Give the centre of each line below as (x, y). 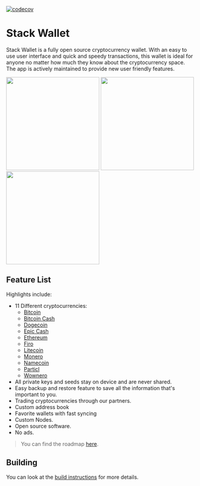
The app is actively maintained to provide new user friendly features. (90, 68)
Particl (32, 369)
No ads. (24, 432)
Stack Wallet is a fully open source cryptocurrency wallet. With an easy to (97, 49)
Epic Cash (36, 331)
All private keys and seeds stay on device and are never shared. (93, 382)
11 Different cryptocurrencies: (51, 306)
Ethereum (35, 337)
